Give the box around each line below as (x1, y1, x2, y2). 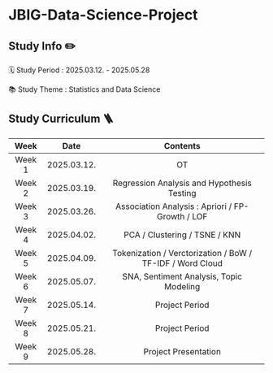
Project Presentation (143, 345, 222, 357)
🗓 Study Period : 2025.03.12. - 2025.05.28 (8, 65, 150, 75)
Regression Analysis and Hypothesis (112, 177, 252, 189)
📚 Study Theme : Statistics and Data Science (8, 85, 161, 94)
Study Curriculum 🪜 (8, 112, 114, 126)
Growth (157, 210, 185, 222)
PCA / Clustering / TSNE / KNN (123, 229, 241, 241)
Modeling (163, 280, 201, 292)
